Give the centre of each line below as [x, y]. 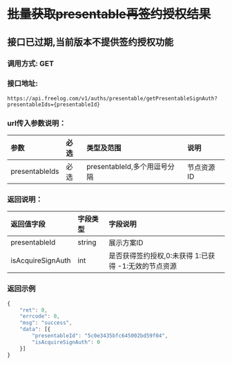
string [87, 242]
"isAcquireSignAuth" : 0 [66, 342]
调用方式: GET [30, 63]
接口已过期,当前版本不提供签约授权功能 [90, 42]
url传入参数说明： [37, 123]
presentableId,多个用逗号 [127, 167]
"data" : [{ [35, 330]
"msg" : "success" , [46, 323]
